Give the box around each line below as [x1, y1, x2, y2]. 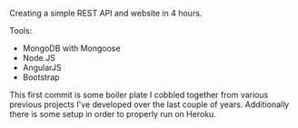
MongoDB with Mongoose [22, 43, 121, 54]
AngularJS [22, 63, 62, 73]
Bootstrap [22, 72, 60, 83]
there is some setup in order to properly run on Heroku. [9, 109, 216, 119]
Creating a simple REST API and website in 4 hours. [9, 8, 203, 18]
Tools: [9, 25, 33, 35]
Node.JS [22, 53, 56, 63]
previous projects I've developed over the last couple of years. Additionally [9, 99, 290, 110]
